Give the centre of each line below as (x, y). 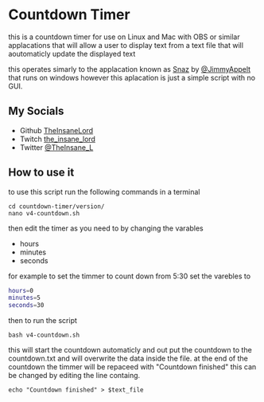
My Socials (36, 111)
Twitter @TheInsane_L (56, 147)
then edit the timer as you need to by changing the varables (106, 228)
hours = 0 (21, 290)
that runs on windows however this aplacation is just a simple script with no (132, 77)
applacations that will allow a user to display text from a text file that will (126, 45)
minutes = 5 (25, 298)
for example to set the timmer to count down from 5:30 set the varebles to (130, 276)
